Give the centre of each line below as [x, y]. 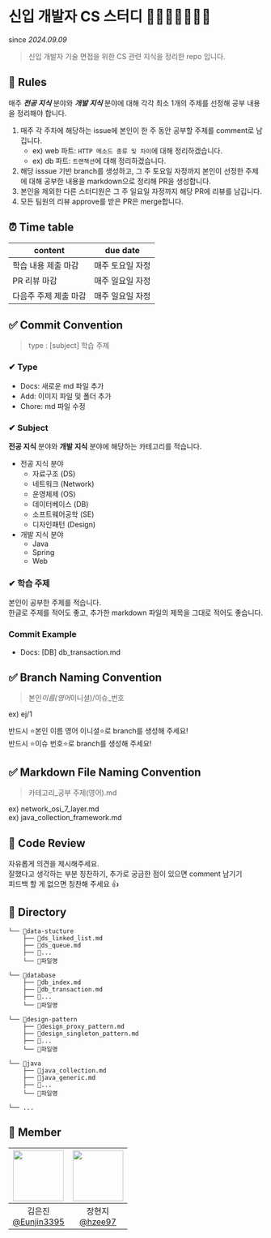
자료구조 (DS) [54, 473]
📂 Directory [38, 912]
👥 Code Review [47, 843]
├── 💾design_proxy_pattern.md [74, 1026]
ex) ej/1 [20, 714]
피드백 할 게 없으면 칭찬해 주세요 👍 [64, 884]
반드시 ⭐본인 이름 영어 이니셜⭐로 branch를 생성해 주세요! [98, 731]
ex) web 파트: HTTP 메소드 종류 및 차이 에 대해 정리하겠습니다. [127, 150]
